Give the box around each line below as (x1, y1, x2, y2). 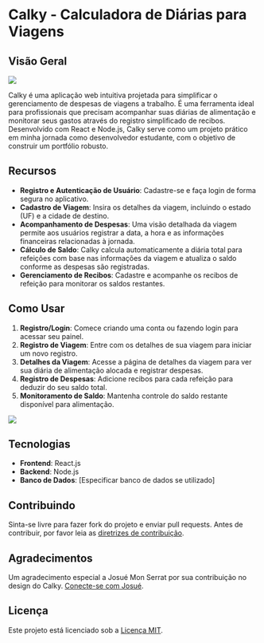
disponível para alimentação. (19, 399, 115, 408)
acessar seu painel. (19, 331, 84, 341)
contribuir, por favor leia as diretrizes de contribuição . (8, 528, 184, 538)
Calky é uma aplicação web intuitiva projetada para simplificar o (8, 90, 218, 100)
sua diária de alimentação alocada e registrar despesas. (19, 365, 204, 375)
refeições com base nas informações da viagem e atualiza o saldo (19, 253, 237, 262)
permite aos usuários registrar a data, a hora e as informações (19, 227, 224, 237)
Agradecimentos (8, 551, 93, 565)
